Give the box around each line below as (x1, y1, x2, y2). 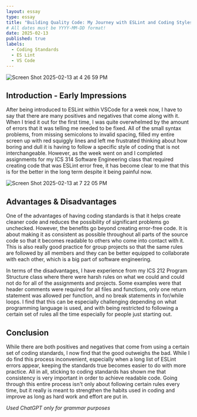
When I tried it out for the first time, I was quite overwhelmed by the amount (6, 118, 189, 126)
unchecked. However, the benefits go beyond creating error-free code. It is (6, 225, 188, 232)
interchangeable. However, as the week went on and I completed (6, 150, 163, 157)
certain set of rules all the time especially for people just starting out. (6, 311, 172, 318)
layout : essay (6, 8, 41, 15)
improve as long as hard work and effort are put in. (6, 393, 129, 400)
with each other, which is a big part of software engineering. (6, 256, 152, 263)
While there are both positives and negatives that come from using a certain (6, 343, 189, 350)
